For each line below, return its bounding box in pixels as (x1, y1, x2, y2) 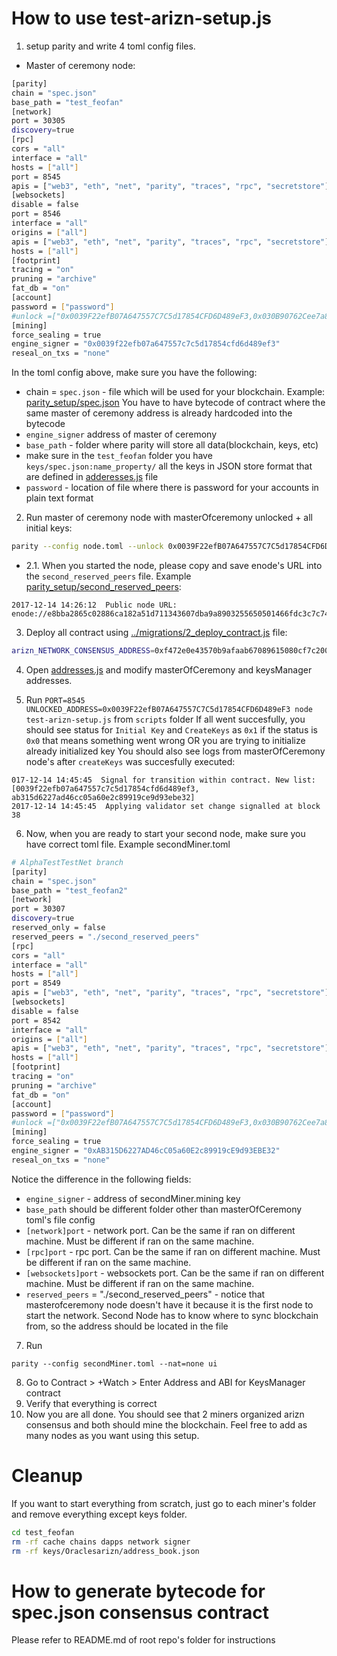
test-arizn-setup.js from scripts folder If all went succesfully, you (25, 713, 306, 725)
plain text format (25, 492, 94, 504)
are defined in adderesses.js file (25, 471, 159, 483)
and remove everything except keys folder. (11, 1508, 188, 1520)
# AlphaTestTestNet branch (11, 857, 124, 867)
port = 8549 (11, 978, 61, 989)
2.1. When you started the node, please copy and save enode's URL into (25, 560, 323, 572)
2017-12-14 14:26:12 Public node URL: (11, 600, 178, 611)
